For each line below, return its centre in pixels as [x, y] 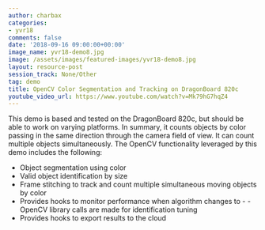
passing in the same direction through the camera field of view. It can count [131, 136]
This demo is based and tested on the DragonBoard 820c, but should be [126, 119]
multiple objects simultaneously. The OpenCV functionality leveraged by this [132, 144]
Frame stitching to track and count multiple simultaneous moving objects [138, 185]
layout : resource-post [45, 67]
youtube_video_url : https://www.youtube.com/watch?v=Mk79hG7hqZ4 [118, 96]
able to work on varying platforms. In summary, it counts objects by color [127, 127]
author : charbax [35, 15]
